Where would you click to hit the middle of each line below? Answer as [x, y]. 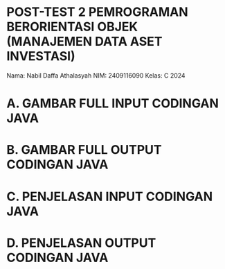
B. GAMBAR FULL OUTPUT [84, 150]
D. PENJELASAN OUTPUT [81, 243]
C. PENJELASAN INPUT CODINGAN [110, 197]
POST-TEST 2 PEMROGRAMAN [97, 12]
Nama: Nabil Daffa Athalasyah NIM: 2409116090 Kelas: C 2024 [96, 75]
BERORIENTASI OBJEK [72, 27]
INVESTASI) [41, 57]
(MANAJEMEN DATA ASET [84, 42]
